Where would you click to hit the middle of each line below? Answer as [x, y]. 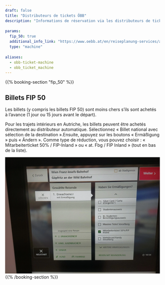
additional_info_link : [33, 42]
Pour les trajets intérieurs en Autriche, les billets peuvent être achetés [76, 124]
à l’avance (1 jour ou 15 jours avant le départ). [51, 115]
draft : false [18, 10]
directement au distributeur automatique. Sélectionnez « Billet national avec [82, 129]
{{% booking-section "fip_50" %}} [40, 82]
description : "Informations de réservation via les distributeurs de [78, 21]
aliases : [14, 57]
